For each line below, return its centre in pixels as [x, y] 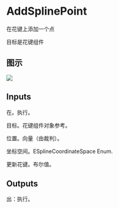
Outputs [22, 183]
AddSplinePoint [47, 11]
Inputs [19, 97]
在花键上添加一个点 [31, 29]
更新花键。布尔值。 [31, 164]
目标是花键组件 [25, 41]
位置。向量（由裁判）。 [34, 138]
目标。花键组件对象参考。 [38, 125]
